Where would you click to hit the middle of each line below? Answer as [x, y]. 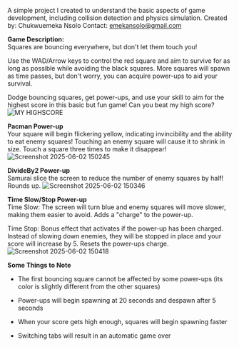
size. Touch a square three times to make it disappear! [87, 149]
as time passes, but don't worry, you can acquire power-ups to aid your [112, 76]
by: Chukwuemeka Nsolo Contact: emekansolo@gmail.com [95, 25]
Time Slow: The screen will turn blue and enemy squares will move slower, [117, 207]
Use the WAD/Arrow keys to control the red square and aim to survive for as [119, 61]
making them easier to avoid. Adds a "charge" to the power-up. [101, 215]
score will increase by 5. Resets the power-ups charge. [88, 243]
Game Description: [36, 39]
